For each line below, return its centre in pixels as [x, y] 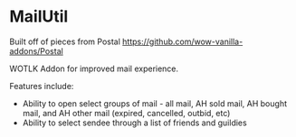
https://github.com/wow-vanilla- [182, 41]
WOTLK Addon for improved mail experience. [94, 68]
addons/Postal [36, 50]
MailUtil [39, 17]
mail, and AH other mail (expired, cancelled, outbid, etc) [126, 113]
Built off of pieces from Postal [65, 41]
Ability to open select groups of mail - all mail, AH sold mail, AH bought [155, 103]
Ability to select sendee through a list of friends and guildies [134, 123]
